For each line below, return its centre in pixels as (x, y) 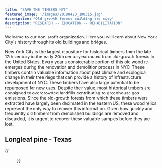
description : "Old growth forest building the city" (59, 19)
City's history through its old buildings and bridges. (56, 42)
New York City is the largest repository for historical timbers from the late (78, 52)
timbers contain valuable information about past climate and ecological (76, 72)
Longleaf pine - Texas (38, 139)
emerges (14, 67)
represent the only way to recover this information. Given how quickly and (79, 109)
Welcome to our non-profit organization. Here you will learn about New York (81, 37)
